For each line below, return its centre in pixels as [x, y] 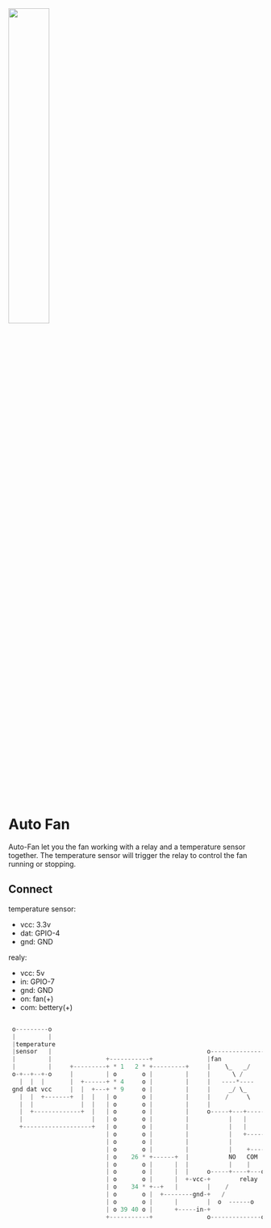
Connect [31, 889]
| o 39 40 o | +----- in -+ [158, 1209]
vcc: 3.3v [35, 924]
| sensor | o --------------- [138, 1052]
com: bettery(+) [46, 1007]
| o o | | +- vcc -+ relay [182, 1180]
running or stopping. [42, 864]
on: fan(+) [37, 999]
